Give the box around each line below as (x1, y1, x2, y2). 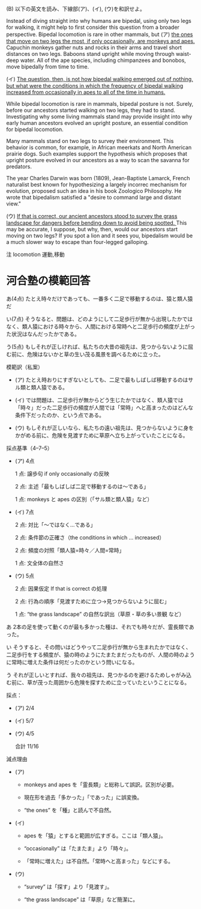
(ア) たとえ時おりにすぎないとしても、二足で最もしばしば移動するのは (14, 376, 188, 383)
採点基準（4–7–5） (6, 444, 53, 452)
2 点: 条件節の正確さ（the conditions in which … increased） (14, 534, 165, 541)
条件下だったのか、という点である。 (14, 411, 105, 419)
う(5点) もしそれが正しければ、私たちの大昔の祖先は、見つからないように (6, 343, 188, 350)
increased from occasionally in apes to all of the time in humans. (6, 89, 166, 96)
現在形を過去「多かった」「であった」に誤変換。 (23, 794, 143, 801)
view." (6, 200, 21, 207)
